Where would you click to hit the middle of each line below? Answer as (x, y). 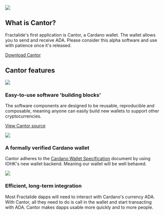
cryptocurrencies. (23, 116)
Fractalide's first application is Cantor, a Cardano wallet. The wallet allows (81, 35)
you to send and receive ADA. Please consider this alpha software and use (81, 40)
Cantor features (30, 70)
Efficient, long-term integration (43, 186)
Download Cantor (23, 55)
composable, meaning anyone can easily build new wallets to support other (82, 111)
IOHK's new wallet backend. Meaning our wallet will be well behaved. (76, 164)
